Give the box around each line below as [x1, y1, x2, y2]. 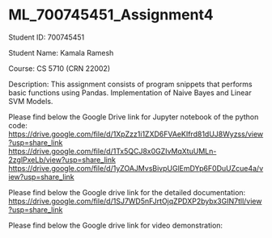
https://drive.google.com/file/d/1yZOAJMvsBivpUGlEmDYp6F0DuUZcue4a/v [8, 163, 264, 173]
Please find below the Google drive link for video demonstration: [8, 220, 223, 230]
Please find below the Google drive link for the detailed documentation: [8, 187, 246, 197]
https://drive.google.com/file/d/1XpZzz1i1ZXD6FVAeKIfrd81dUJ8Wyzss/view [8, 129, 264, 139]
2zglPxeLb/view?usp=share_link [8, 155, 116, 165]
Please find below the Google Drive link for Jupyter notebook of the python [8, 111, 259, 122]
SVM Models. [8, 96, 53, 106]
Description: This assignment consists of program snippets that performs [8, 79, 253, 89]
